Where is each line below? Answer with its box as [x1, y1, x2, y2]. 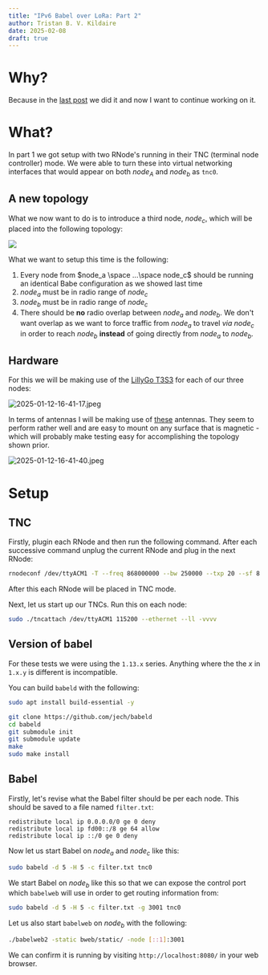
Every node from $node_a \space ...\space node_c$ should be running [19, 270, 254, 279]
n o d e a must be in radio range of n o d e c [19, 286, 148, 299]
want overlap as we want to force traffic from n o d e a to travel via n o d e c [19, 318, 255, 330]
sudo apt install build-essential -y [8, 698, 135, 706]
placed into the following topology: [8, 224, 123, 234]
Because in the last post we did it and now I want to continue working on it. [8, 95, 257, 105]
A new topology [8, 192, 89, 205]
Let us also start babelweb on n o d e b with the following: [8, 918, 187, 929]
